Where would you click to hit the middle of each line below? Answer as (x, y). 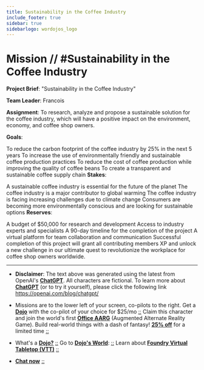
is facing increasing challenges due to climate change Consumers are (93, 200)
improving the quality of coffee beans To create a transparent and (89, 169)
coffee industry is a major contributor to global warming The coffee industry (101, 193)
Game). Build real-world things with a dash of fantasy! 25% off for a (100, 325)
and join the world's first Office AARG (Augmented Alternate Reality (100, 318)
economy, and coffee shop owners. (51, 125)
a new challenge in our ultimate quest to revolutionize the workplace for (96, 250)
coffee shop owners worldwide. (46, 257)
